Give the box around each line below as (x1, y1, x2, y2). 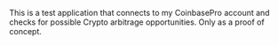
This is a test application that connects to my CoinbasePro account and (9, 8, 270, 18)
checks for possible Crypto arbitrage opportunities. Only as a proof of (9, 17, 265, 27)
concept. (9, 26, 43, 36)
